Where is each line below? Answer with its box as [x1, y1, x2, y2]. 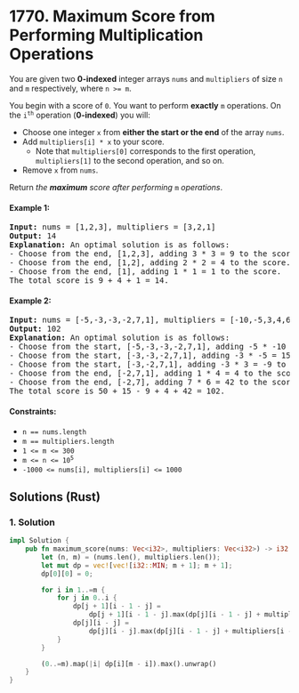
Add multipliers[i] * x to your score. [21, 136, 165, 147]
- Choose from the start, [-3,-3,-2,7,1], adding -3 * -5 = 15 [9, 351, 291, 361]
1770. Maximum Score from [9, 6, 215, 27]
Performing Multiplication [9, 25, 204, 45]
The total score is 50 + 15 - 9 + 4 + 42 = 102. [9, 386, 225, 397]
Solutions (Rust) [9, 489, 101, 504]
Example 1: [9, 202, 51, 213]
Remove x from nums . [21, 165, 99, 175]
